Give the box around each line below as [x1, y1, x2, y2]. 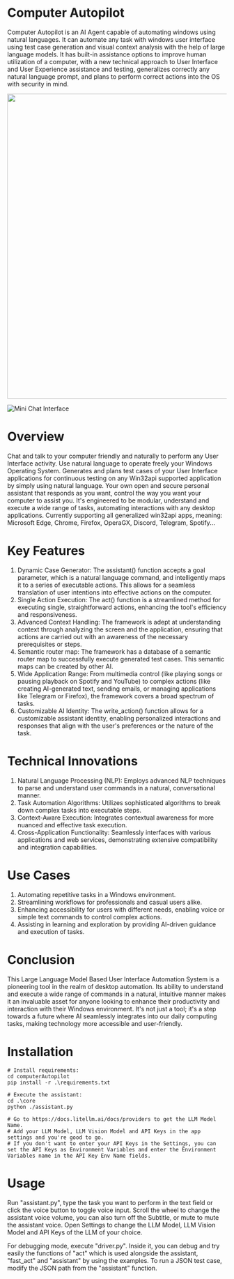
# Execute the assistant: [7, 1091, 82, 1098]
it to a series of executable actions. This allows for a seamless [17, 581, 196, 589]
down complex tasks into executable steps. [17, 806, 141, 814]
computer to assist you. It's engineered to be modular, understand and [7, 496, 210, 505]
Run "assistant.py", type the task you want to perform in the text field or [7, 1198, 213, 1207]
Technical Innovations [7, 753, 138, 769]
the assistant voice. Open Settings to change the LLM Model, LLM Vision [7, 1220, 216, 1229]
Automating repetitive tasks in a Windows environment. [17, 890, 176, 898]
